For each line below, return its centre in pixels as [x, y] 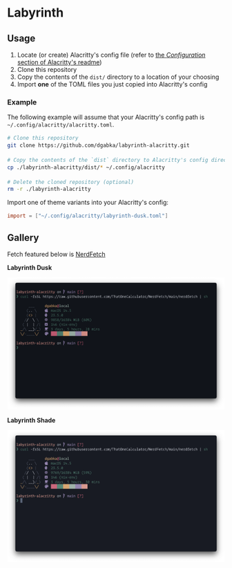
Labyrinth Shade [31, 421]
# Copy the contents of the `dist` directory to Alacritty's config [108, 160]
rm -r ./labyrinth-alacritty [49, 189]
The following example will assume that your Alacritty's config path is [106, 117]
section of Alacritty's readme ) [59, 62]
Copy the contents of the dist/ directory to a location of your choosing [118, 77]
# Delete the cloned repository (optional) [71, 182]
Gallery [23, 238]
